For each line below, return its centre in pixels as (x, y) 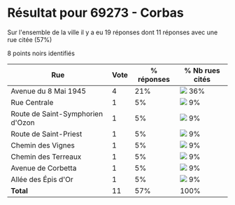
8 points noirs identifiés (41, 53)
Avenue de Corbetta (44, 168)
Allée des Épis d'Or (42, 179)
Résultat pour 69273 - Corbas (95, 13)
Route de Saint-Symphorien (57, 113)
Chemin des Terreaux (46, 157)
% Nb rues (202, 70)
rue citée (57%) (30, 39)
